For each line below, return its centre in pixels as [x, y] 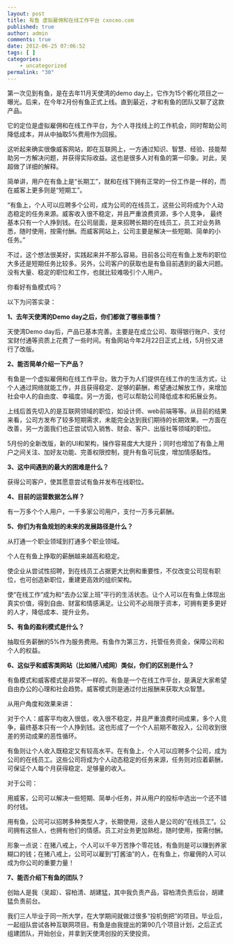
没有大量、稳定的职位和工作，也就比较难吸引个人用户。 [86, 272]
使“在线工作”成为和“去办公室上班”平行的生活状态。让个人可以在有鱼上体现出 [116, 594]
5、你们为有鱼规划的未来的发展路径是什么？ [70, 526]
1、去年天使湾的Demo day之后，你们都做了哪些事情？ [85, 317]
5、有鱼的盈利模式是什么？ [46, 627]
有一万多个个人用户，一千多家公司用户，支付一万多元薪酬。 [93, 511]
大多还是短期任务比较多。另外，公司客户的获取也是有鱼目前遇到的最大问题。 [117, 263]
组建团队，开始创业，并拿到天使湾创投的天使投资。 [80, 933]
